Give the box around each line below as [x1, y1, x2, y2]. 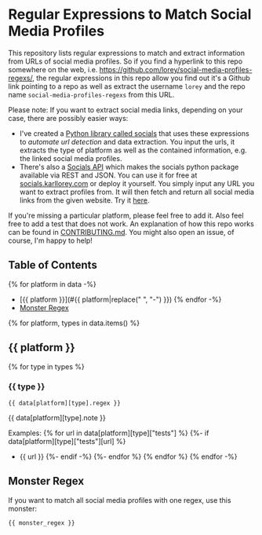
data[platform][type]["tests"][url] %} [8, 436, 126, 445]
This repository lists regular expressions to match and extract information [8, 48, 246, 57]
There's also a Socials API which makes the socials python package [19, 162, 239, 171]
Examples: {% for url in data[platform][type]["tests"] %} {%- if [8, 428, 209, 438]
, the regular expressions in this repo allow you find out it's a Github [32, 73, 251, 82]
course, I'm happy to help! [8, 236, 93, 245]
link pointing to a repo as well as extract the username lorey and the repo [8, 81, 246, 91]
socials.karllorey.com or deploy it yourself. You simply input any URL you [19, 178, 255, 188]
